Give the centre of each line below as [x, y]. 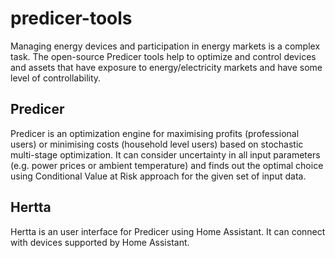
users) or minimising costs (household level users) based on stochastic [157, 144]
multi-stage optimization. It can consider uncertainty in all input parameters [165, 154]
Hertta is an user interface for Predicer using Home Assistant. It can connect [168, 231]
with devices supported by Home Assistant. [100, 242]
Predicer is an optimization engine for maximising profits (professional [155, 133]
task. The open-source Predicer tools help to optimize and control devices [163, 56]
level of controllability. [56, 78]
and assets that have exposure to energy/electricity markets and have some [166, 67]
